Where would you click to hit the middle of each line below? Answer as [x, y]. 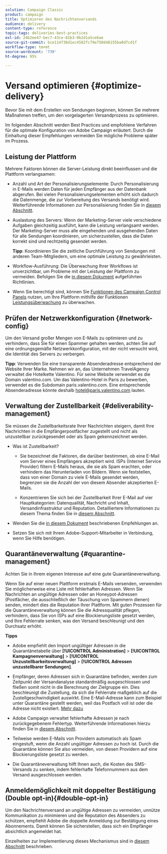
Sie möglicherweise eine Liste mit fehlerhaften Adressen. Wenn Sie [74, 589]
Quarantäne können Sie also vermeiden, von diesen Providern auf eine [85, 749]
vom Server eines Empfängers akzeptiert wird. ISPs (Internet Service [90, 461]
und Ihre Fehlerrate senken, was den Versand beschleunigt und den [75, 621]
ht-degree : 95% [21, 56]
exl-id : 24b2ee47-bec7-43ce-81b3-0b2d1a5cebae [54, 38]
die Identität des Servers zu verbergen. [45, 354]
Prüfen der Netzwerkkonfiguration [60, 318]
